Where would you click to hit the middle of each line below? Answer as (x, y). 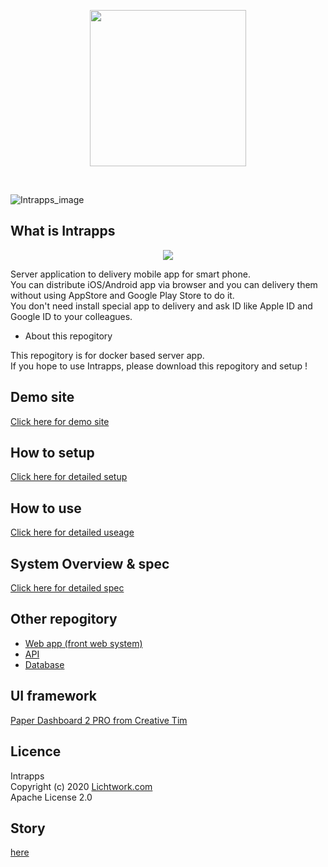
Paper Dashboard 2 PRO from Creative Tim (99, 720)
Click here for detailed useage (72, 532)
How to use (46, 508)
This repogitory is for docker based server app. (107, 355)
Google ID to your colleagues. (71, 316)
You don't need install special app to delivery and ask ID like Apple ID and (161, 306)
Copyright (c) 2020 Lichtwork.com (81, 786)
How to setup (52, 453)
